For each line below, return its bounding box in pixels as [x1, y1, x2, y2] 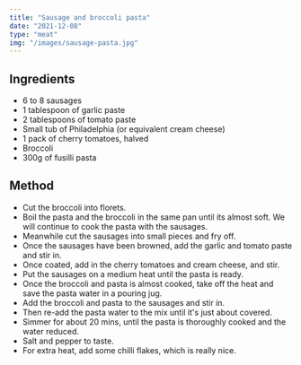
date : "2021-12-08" [9, 22, 83, 30]
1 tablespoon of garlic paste [22, 105, 126, 116]
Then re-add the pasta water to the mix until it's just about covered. [22, 307, 272, 317]
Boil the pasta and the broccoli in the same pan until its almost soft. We [22, 212, 286, 222]
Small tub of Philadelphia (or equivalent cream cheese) [22, 124, 226, 135]
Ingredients [9, 71, 75, 86]
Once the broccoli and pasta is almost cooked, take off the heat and [22, 278, 274, 289]
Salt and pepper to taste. [22, 335, 114, 346]
